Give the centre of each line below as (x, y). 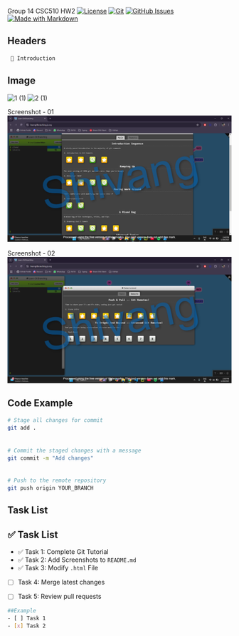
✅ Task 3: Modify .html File (58, 568)
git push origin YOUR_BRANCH (51, 488)
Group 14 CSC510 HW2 (42, 11)
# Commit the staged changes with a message (74, 450)
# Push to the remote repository (57, 481)
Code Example (40, 403)
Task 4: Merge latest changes (61, 582)
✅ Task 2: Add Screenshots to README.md (77, 560)
